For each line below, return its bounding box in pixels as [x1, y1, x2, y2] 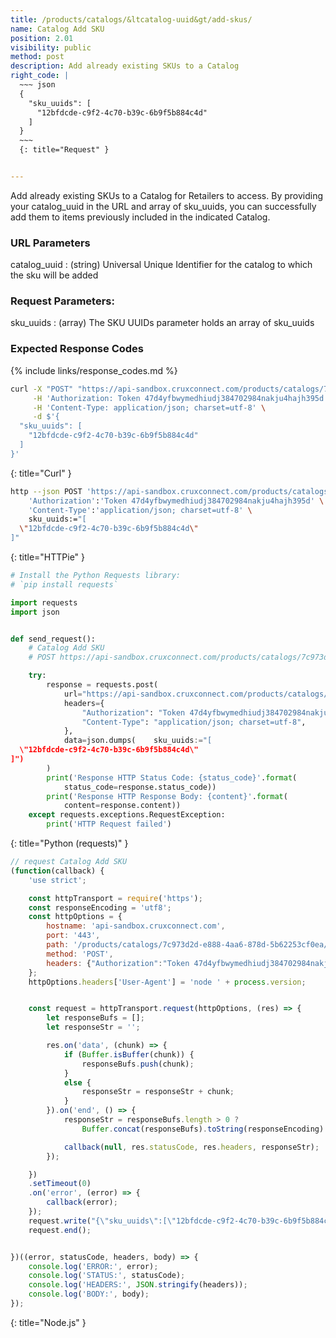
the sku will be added [10, 269, 99, 281]
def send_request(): [10, 634, 97, 644]
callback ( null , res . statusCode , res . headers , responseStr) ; [63, 1142, 320, 1152]
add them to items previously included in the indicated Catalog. [10, 211, 271, 223]
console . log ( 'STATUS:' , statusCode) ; [28, 1271, 186, 1281]
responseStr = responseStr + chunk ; [81, 1087, 235, 1097]
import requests [10, 597, 78, 608]
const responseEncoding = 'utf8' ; [28, 902, 172, 913]
